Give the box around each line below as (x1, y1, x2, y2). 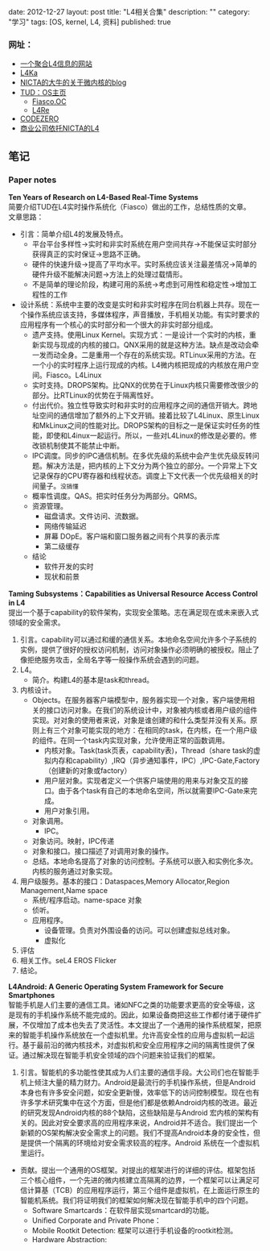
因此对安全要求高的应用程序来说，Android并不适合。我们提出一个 (41, 1117, 258, 1127)
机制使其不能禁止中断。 (46, 440, 125, 450)
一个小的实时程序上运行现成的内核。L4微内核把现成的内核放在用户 (31, 360, 252, 369)
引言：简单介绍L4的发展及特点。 (19, 229, 128, 239)
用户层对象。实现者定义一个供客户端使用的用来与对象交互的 (43, 775, 242, 785)
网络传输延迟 (43, 521, 87, 530)
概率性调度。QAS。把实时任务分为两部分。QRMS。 (31, 491, 202, 501)
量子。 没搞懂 (39, 480, 79, 490)
